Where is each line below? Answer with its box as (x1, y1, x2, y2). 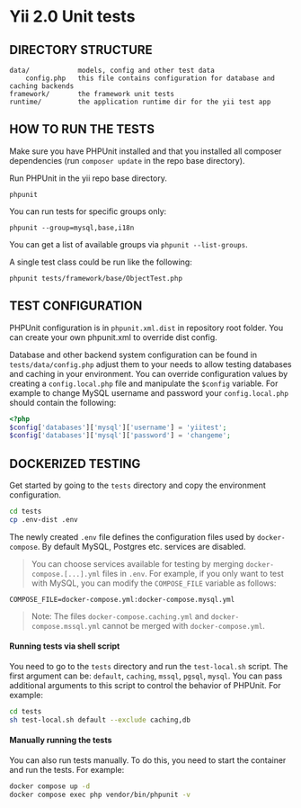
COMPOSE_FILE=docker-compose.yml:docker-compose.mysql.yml (9, 595, 235, 604)
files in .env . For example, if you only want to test (102, 568, 285, 579)
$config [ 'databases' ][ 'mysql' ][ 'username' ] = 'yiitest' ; (9, 423, 227, 432)
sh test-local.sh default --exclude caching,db (9, 715, 191, 724)
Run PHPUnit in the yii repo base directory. (9, 173, 168, 184)
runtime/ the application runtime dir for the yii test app (9, 97, 271, 106)
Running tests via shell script (9, 641, 120, 651)
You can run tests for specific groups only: (9, 205, 167, 217)
